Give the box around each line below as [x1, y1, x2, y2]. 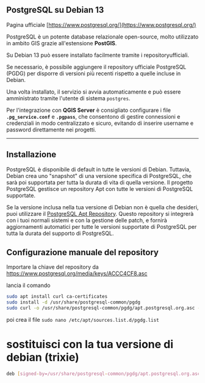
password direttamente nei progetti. [6, 125, 96, 133]
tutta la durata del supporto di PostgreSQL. [6, 229, 114, 237]
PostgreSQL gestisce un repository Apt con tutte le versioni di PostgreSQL [6, 185, 193, 192]
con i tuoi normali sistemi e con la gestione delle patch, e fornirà [6, 217, 168, 224]
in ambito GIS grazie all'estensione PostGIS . [6, 39, 117, 46]
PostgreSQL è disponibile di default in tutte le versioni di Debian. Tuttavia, [6, 165, 191, 173]
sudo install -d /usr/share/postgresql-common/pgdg [6, 299, 140, 305]
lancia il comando [6, 281, 51, 289]
